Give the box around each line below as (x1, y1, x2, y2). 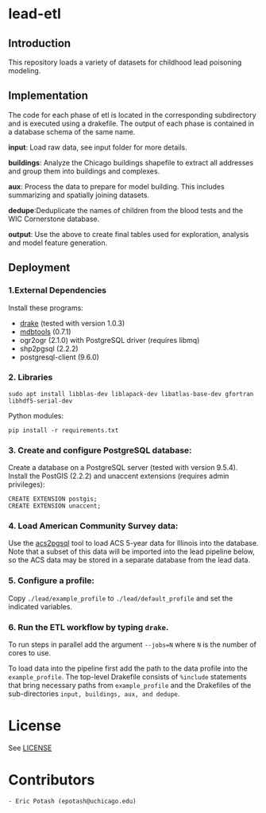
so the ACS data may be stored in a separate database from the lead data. (8, 555, 251, 565)
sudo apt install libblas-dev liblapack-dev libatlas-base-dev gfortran (8, 390, 254, 398)
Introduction (8, 37, 71, 50)
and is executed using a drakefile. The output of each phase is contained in (8, 119, 255, 128)
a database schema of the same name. (8, 126, 136, 136)
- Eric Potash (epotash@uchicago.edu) (8, 797, 137, 805)
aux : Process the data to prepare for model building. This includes (8, 181, 225, 191)
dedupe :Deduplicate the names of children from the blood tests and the (8, 205, 244, 215)
